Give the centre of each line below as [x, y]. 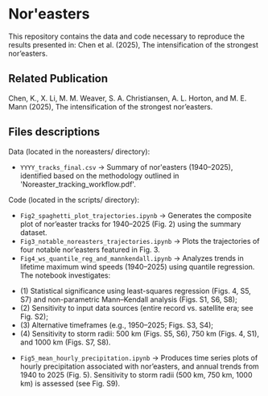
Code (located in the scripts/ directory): [74, 200]
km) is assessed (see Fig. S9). [70, 383]
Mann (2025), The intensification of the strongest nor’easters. [111, 106]
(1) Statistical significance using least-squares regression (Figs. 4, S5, [135, 291]
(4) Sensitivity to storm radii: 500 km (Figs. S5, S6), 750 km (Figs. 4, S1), [140, 333]
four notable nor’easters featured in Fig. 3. [90, 250]
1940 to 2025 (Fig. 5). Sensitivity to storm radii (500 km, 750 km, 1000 [136, 374]
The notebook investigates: [65, 275]
